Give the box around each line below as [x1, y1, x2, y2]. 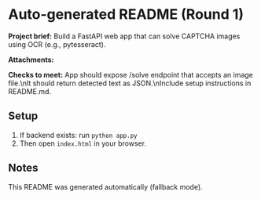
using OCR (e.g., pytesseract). [8, 39, 106, 49]
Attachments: [8, 55, 54, 64]
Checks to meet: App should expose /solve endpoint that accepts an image [8, 70, 254, 79]
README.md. [8, 86, 52, 96]
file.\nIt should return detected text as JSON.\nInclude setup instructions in [8, 78, 252, 88]
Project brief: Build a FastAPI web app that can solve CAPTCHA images [8, 31, 241, 41]
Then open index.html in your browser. [19, 139, 147, 148]
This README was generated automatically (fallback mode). [8, 182, 203, 191]
